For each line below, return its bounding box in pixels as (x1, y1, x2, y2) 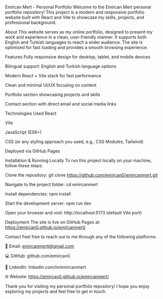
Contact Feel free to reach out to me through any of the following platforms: (5, 234, 157, 240)
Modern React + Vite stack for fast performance (5, 73, 101, 78)
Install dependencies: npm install (5, 191, 71, 196)
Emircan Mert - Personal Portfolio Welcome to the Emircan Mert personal (5, 4, 151, 10)
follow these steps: (5, 163, 43, 168)
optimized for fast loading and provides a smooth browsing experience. (5, 45, 148, 50)
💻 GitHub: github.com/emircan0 (5, 253, 71, 259)
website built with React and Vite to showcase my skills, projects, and (5, 15, 145, 20)
